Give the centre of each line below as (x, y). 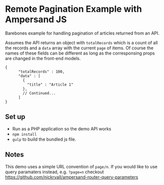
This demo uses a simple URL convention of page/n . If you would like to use (81, 166)
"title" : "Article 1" (50, 85)
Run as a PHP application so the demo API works (62, 128)
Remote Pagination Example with (74, 9)
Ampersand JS (36, 19)
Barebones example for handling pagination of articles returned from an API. (82, 33)
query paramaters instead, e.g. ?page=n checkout (55, 172)
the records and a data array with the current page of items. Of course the (79, 48)
